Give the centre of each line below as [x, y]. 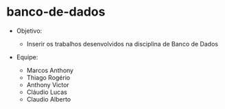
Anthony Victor [48, 84]
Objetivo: [29, 31]
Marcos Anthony [50, 70]
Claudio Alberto [49, 99]
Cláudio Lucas [47, 92]
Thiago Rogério [48, 77]
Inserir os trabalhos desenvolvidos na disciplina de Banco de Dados [122, 44]
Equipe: [27, 57]
